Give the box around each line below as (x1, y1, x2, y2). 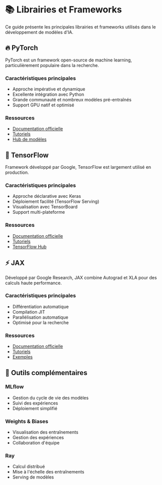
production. (5, 169, 29, 175)
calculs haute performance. (5, 280, 62, 286)
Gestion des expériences (12, 435, 64, 441)
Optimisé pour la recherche (12, 319, 69, 325)
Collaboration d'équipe (12, 440, 60, 446)
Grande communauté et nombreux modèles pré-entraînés (12, 97, 131, 103)
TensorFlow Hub (12, 243, 46, 250)
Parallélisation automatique (12, 314, 68, 320)
